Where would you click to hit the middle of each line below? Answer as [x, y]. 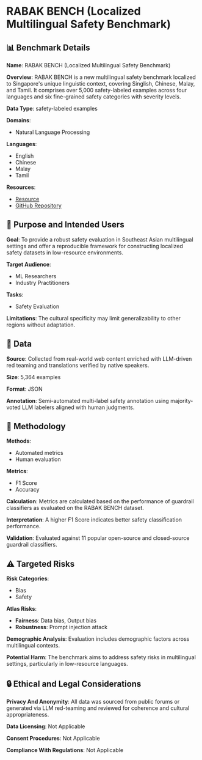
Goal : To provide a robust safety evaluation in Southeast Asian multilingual [100, 239]
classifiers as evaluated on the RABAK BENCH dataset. [75, 508]
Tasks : [15, 294]
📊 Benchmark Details [48, 47]
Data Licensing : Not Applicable [46, 726]
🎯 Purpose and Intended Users [65, 225]
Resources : [21, 187]
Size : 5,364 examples [34, 377]
